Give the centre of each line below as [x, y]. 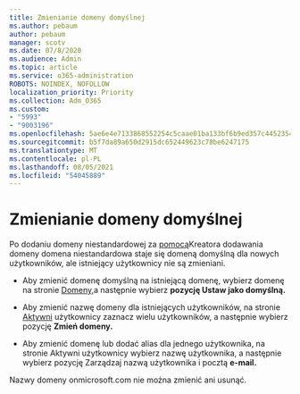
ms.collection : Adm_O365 [55, 101]
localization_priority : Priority [71, 92]
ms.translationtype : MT [54, 150]
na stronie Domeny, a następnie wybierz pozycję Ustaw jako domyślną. [154, 290]
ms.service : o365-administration [71, 76]
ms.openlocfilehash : [48, 134]
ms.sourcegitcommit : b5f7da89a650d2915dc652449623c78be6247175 [129, 142]
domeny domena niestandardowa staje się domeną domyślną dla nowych [144, 254]
